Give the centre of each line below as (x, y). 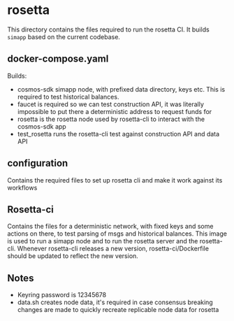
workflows (22, 187)
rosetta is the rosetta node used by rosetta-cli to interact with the (111, 119)
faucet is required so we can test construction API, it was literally (111, 104)
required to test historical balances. (68, 97)
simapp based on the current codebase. (64, 36)
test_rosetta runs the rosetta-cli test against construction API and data (118, 134)
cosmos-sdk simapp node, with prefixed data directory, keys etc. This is (121, 89)
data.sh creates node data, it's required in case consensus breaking (115, 302)
